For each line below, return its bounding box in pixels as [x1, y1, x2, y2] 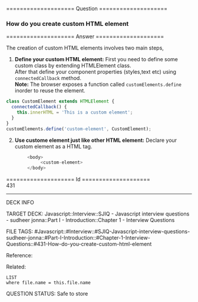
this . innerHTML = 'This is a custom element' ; [16, 109, 133, 115]
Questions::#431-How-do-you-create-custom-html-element [6, 241, 152, 248]
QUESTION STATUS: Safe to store [6, 290, 88, 297]
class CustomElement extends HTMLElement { [6, 98, 115, 105]
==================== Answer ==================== [6, 33, 164, 40]
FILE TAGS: [6, 228, 34, 235]
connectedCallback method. [14, 75, 81, 82]
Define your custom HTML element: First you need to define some [14, 56, 178, 63]
